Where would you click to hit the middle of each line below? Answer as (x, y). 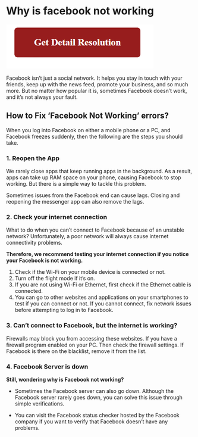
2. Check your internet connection (57, 217)
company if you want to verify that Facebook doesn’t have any (91, 422)
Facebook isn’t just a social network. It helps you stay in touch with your (94, 78)
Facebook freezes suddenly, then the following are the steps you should (95, 136)
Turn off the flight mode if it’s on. (55, 279)
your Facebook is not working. (45, 261)
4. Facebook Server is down (47, 366)
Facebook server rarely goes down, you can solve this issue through (99, 397)
